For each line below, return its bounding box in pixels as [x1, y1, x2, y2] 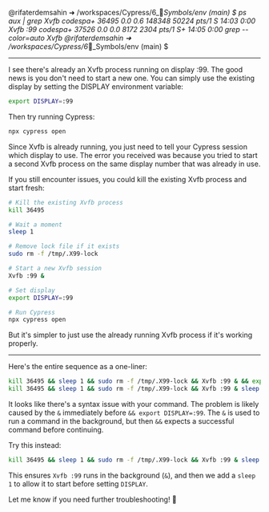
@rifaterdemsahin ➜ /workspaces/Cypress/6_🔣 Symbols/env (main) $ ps [8, 8, 247, 17]
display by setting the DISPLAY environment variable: [8, 82, 184, 91]
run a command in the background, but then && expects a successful [8, 417, 235, 425]
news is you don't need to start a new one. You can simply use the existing [8, 73, 255, 83]
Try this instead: [8, 441, 62, 449]
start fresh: [8, 183, 45, 193]
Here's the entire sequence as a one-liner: [8, 362, 148, 372]
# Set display [8, 286, 56, 295]
